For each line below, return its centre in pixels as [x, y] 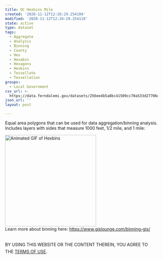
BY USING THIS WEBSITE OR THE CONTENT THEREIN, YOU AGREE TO [76, 245]
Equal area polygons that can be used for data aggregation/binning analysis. [81, 123]
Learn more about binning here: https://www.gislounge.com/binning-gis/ [78, 229]
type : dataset [19, 28]
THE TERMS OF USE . [26, 251]
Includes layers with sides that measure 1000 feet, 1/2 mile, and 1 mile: [75, 128]
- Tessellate [23, 73]
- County [18, 50]
